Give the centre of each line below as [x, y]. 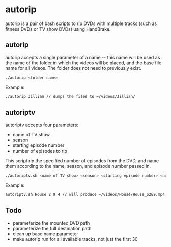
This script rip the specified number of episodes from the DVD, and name [82, 161]
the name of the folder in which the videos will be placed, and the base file [83, 63]
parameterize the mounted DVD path [51, 223]
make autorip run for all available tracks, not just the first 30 [75, 239]
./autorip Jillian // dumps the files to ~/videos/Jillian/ [70, 96]
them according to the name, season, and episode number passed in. [78, 166]
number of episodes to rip [40, 151]
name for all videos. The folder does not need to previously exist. [73, 68]
